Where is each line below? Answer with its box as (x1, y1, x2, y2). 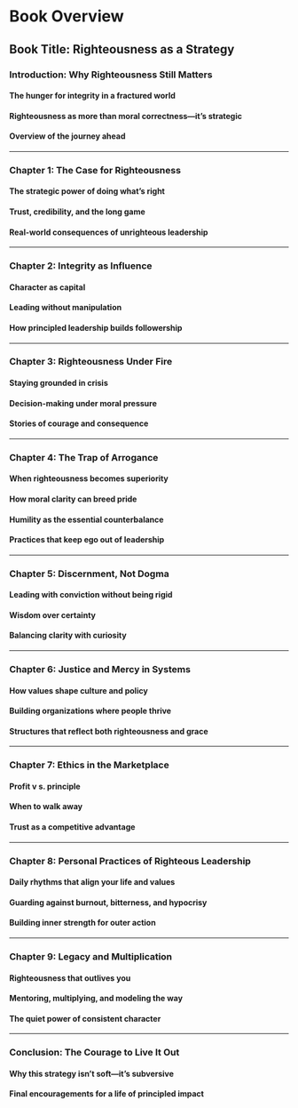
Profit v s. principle (9, 781, 82, 791)
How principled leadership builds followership (9, 322, 183, 333)
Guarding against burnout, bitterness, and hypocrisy (9, 896, 208, 908)
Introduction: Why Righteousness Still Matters (9, 68, 213, 81)
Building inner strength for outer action (9, 918, 157, 928)
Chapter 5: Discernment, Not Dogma (9, 567, 170, 580)
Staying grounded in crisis (9, 378, 108, 389)
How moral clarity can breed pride (9, 494, 137, 504)
